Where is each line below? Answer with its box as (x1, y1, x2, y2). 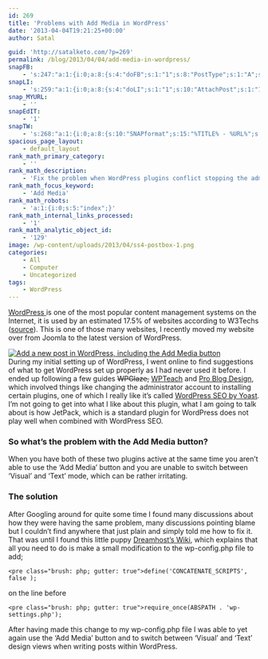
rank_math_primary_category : (8, 152, 105, 160)
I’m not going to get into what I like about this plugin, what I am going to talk (8, 400, 257, 409)
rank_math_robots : (8, 196, 69, 204)
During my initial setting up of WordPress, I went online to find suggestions (8, 357, 254, 367)
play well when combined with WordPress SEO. (8, 416, 164, 426)
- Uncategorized (22, 270, 77, 279)
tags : (8, 278, 26, 286)
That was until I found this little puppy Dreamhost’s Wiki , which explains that (8, 535, 258, 544)
